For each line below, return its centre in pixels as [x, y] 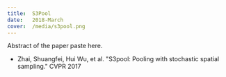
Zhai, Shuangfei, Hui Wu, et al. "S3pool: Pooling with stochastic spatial [118, 59]
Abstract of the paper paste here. [55, 46]
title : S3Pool [29, 13]
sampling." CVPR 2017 [49, 67]
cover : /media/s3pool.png [46, 26]
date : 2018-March [35, 20]
